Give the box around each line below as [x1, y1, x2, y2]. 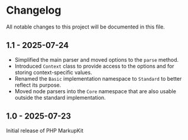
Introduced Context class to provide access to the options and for [14, 62, 174, 69]
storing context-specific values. [14, 69, 93, 76]
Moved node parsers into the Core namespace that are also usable [14, 87, 176, 95]
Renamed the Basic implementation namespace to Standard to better [14, 75, 182, 82]
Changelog [6, 4, 61, 17]
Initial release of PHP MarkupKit [6, 127, 84, 134]
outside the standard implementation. [14, 94, 106, 101]
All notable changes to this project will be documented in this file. [6, 23, 166, 30]
